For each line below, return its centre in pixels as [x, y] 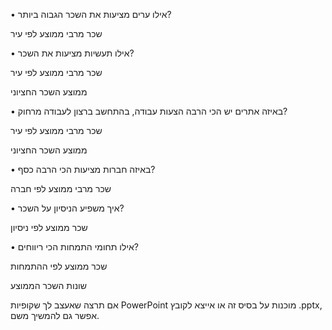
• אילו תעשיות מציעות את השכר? [72, 53]
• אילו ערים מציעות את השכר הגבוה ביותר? [91, 14]
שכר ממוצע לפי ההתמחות [59, 266]
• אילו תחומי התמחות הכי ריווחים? [74, 247]
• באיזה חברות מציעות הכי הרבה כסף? [83, 169]
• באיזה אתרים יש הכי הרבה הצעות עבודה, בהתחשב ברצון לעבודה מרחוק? [149, 111]
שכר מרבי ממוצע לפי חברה [61, 188]
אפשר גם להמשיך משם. [55, 315]
